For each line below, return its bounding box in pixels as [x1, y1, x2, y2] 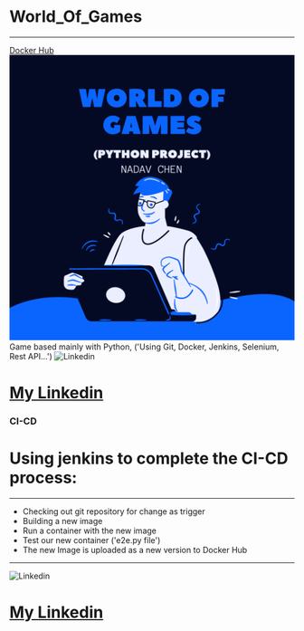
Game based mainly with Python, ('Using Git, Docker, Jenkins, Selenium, [9, 341, 280, 352]
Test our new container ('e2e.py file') [22, 534, 161, 545]
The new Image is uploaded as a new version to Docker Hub [22, 544, 248, 555]
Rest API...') [9, 350, 52, 361]
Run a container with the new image [22, 525, 157, 536]
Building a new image [22, 515, 103, 526]
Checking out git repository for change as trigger [22, 505, 205, 517]
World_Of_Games [9, 6, 143, 27]
